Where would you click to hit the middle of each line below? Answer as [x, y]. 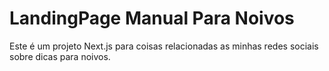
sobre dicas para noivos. [60, 56]
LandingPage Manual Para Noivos [152, 18]
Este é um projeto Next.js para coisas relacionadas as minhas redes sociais [164, 46]
